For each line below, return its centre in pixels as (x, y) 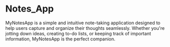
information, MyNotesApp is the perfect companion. (60, 39)
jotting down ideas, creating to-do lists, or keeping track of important (78, 33)
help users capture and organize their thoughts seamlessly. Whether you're (85, 28)
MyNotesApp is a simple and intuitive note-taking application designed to (83, 23)
